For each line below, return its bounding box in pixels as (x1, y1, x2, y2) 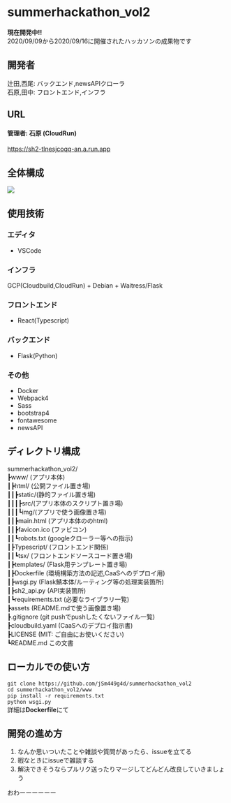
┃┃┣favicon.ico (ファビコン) (7, 525, 87, 533)
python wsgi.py (7, 698, 52, 705)
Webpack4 (17, 394, 49, 402)
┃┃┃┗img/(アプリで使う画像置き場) (7, 508, 107, 516)
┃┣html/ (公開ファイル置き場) (7, 481, 91, 489)
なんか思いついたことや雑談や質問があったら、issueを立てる (17, 748, 192, 756)
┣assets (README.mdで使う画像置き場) (7, 603, 121, 612)
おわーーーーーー (7, 788, 57, 797)
